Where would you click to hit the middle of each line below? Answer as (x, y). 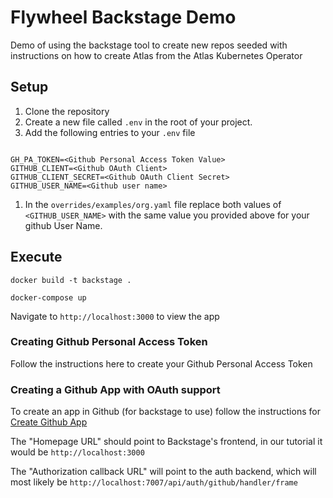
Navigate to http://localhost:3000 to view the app (115, 316)
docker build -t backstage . (71, 280)
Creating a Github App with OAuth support (115, 389)
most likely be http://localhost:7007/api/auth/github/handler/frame (154, 482)
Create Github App (49, 422)
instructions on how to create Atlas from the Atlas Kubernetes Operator (156, 55)
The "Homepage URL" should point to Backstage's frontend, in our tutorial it (166, 442)
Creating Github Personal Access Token (109, 342)
